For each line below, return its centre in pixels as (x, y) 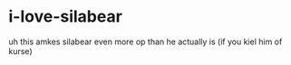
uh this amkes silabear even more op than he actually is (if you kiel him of (145, 42)
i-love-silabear (66, 17)
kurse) (20, 51)
